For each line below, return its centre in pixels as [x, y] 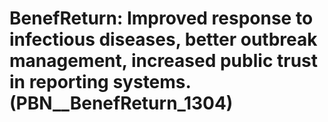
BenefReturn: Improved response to [161, 18]
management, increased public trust [164, 61]
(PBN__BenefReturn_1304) [121, 103]
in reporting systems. [100, 82]
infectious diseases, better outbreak [163, 39]
